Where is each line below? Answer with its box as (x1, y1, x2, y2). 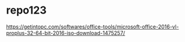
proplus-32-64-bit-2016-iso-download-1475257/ (6, 29, 125, 36)
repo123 (6, 4, 47, 17)
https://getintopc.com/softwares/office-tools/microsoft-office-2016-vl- (6, 23, 179, 30)
